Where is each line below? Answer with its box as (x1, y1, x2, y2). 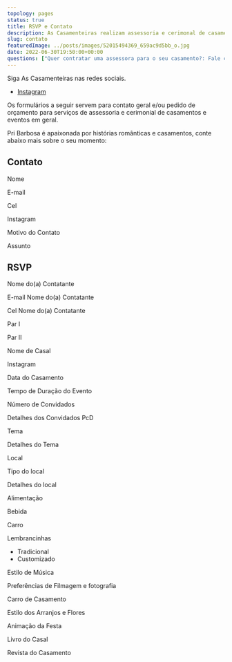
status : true (7, 17, 45, 23)
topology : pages (7, 10, 54, 17)
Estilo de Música (7, 568, 54, 577)
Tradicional (17, 547, 50, 556)
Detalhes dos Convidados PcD (7, 414, 94, 422)
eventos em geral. (7, 115, 59, 124)
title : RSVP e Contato (7, 23, 72, 30)
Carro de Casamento (7, 595, 67, 603)
